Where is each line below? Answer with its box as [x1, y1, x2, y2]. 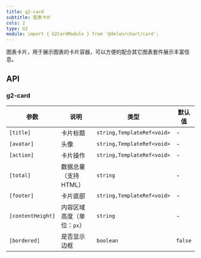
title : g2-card [6, 8, 44, 15]
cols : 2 [6, 20, 26, 26]
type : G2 [6, 25, 28, 32]
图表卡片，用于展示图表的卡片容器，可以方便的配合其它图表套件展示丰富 [6, 49, 184, 56]
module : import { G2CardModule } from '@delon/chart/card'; [6, 31, 160, 37]
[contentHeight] [9, 212, 56, 219]
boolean [96, 237, 118, 244]
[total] [9, 172, 31, 179]
